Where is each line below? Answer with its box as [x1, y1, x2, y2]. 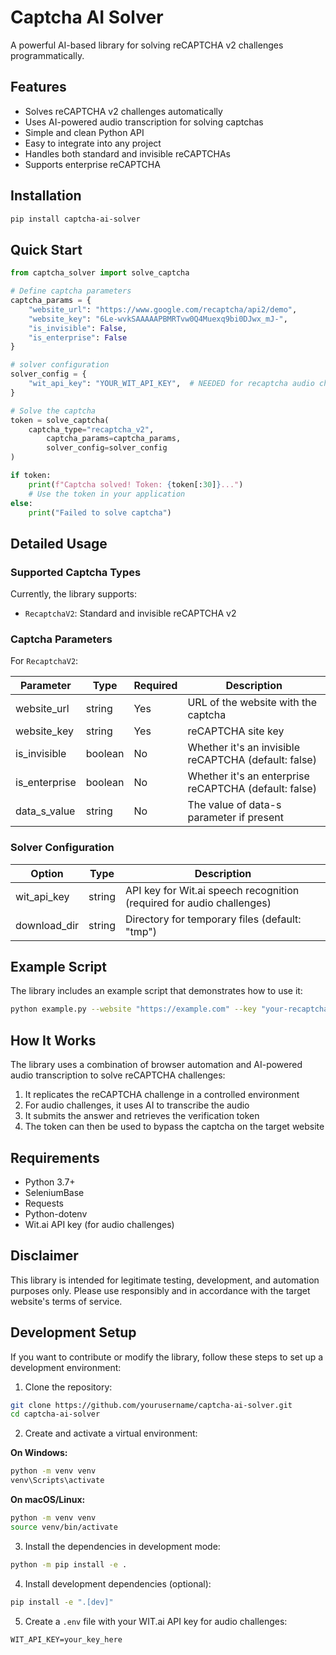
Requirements [10, 1149, 100, 1166]
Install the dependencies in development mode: [24, 1540, 221, 1552]
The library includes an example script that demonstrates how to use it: [10, 985, 303, 997]
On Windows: [10, 1447, 68, 1459]
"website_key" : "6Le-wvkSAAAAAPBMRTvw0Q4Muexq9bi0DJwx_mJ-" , [28, 314, 288, 324]
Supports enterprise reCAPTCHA [24, 158, 161, 170]
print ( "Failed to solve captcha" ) [28, 507, 172, 518]
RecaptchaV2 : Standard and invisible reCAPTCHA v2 [24, 607, 237, 620]
